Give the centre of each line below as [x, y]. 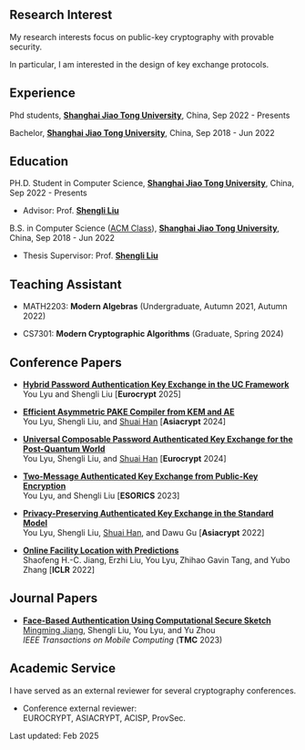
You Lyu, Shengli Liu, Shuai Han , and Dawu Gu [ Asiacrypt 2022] [143, 533]
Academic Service [63, 668]
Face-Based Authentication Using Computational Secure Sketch [147, 620]
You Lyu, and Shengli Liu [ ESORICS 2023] [101, 495]
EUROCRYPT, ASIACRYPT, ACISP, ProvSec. [104, 718]
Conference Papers [66, 363]
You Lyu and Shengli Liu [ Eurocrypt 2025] [102, 394]
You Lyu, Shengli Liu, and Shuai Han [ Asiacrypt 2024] [124, 422]
